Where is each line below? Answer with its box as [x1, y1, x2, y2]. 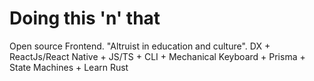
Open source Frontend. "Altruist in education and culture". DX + [9, 40, 271, 52]
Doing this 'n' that [9, 7, 161, 30]
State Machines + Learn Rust [9, 61, 129, 73]
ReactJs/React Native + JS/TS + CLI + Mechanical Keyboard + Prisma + [9, 50, 306, 62]
